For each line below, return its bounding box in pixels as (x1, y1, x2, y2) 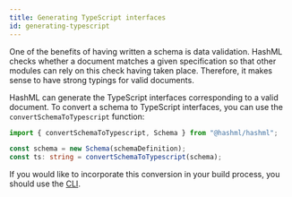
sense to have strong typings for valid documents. (9, 74, 194, 85)
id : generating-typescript (9, 21, 110, 30)
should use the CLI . (9, 178, 81, 189)
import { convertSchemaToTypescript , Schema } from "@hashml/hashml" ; (9, 128, 279, 137)
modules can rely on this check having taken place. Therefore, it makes (9, 64, 273, 76)
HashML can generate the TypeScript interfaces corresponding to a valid (9, 91, 279, 103)
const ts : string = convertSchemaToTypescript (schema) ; (9, 153, 222, 162)
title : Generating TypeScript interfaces (9, 13, 167, 22)
